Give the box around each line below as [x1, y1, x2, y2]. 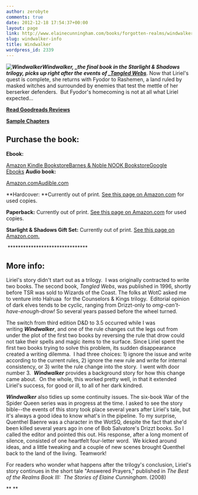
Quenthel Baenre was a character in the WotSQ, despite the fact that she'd [6, 418, 187, 425]
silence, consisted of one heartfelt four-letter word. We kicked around [6, 437, 177, 444]
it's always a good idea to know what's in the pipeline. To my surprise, [6, 412, 177, 419]
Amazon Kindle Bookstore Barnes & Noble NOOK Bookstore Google [6, 162, 167, 169]
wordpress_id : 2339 [6, 47, 54, 53]
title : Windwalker [6, 42, 51, 48]
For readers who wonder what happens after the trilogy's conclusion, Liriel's [6, 461, 192, 468]
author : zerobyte [6, 8, 49, 15]
